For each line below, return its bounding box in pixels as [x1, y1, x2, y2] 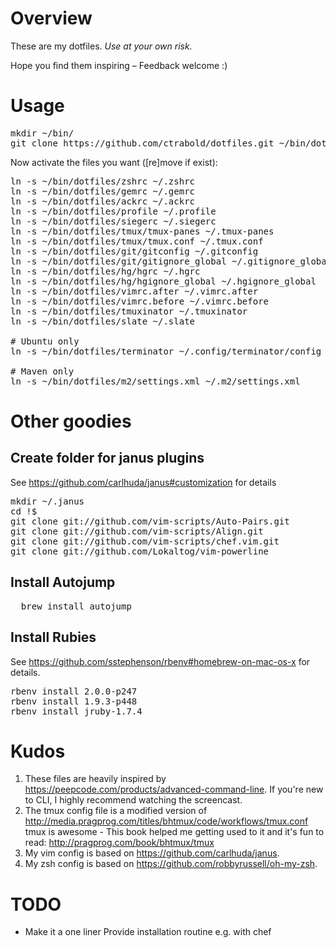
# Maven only [10, 365, 75, 377]
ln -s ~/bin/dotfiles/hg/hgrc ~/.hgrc [10, 265, 201, 277]
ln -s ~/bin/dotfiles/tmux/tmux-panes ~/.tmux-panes [10, 225, 275, 237]
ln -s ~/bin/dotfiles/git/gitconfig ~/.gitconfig [10, 245, 259, 257]
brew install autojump [20, 600, 132, 612]
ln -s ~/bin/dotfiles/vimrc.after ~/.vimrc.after [10, 285, 259, 297]
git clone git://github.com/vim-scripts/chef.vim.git [10, 535, 280, 547]
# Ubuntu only [10, 335, 80, 347]
